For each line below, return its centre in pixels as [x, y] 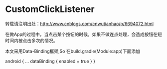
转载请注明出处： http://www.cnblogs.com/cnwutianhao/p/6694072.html [79, 23]
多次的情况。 [44, 40]
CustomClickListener [50, 9]
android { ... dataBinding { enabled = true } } [50, 61]
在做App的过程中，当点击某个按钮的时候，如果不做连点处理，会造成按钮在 [82, 34]
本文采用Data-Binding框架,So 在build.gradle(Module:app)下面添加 [73, 51]
